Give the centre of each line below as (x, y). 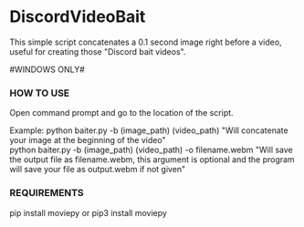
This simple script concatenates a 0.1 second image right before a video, (146, 42)
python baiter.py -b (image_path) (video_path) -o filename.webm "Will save (152, 150)
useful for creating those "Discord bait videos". (98, 51)
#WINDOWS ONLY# (47, 69)
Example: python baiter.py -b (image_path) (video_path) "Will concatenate (149, 130)
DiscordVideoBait (78, 17)
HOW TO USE (40, 93)
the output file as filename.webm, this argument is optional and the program (152, 160)
